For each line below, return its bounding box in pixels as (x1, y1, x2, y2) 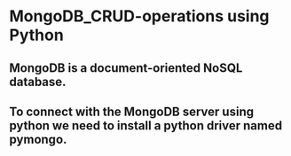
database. (9, 74, 67, 90)
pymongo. (9, 131, 67, 147)
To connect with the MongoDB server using (9, 104, 255, 119)
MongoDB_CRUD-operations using (9, 6, 270, 27)
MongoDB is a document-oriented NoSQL (9, 60, 243, 75)
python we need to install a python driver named (9, 118, 282, 133)
